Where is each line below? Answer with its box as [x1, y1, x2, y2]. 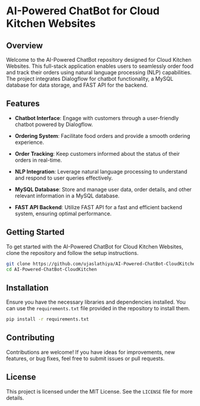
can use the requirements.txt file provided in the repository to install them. [6, 305, 190, 312]
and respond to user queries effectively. [14, 174, 113, 181]
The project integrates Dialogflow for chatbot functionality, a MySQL [6, 75, 174, 82]
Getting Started [6, 227, 65, 237]
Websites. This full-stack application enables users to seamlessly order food [6, 62, 194, 70]
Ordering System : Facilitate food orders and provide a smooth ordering [14, 132, 190, 139]
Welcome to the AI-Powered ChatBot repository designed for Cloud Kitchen [6, 56, 192, 63]
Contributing [6, 333, 55, 343]
